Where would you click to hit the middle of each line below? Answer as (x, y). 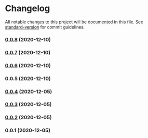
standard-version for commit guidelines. (45, 27)
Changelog (27, 8)
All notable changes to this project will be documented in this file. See (74, 22)
